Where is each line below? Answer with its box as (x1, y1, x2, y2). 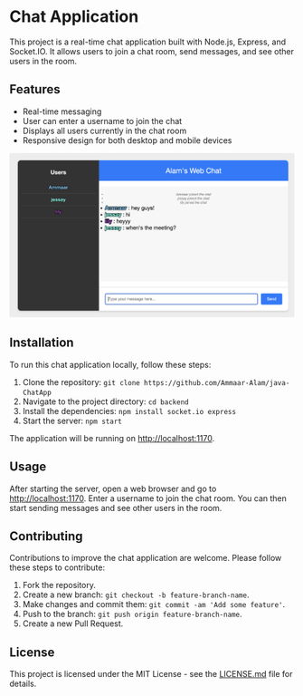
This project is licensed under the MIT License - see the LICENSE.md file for (9, 669, 293, 680)
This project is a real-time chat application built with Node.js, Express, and (9, 36, 287, 47)
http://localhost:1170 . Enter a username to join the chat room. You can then (9, 492, 288, 504)
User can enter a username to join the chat (22, 115, 183, 126)
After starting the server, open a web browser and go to (9, 483, 217, 494)
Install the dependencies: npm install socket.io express (22, 405, 237, 416)
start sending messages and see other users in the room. (9, 502, 223, 513)
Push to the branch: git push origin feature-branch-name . (22, 609, 242, 620)
